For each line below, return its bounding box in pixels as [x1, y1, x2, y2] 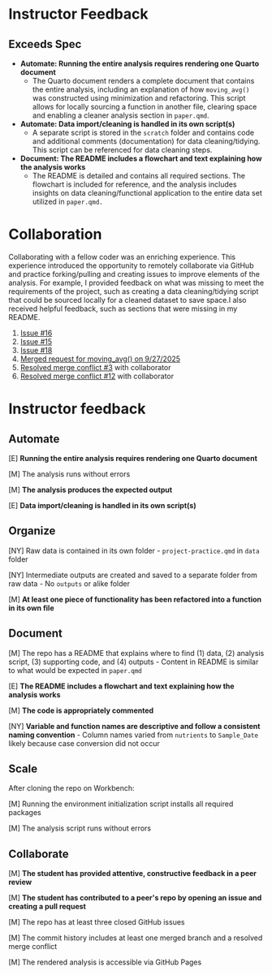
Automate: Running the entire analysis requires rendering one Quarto [19, 58, 260, 68]
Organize [8, 524, 56, 538]
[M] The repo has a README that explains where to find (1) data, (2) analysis [8, 648, 265, 658]
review [8, 878, 32, 887]
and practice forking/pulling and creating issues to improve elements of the [8, 269, 260, 278]
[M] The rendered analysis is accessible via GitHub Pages [8, 957, 202, 967]
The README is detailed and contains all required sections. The [32, 171, 246, 180]
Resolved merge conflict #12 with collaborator [19, 371, 175, 381]
